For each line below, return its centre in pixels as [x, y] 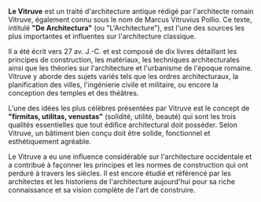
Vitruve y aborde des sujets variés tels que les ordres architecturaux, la [123, 76]
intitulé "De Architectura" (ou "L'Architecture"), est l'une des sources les [127, 28]
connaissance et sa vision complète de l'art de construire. [102, 190]
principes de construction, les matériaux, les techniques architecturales [124, 60]
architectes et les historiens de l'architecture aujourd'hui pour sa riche [122, 182]
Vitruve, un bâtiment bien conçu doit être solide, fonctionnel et [109, 133]
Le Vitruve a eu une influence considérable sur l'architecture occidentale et [130, 157]
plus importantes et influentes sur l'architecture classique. [102, 36]
